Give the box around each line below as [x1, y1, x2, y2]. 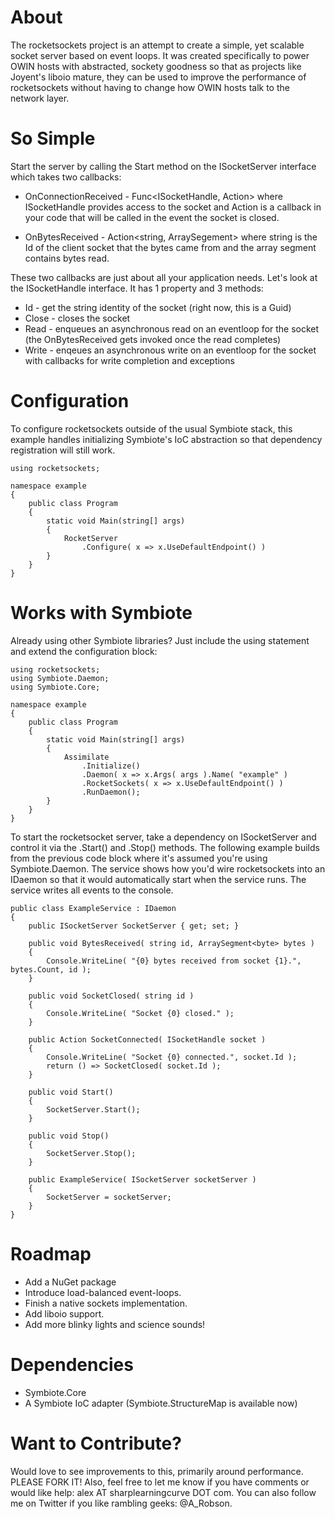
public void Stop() [28, 1131, 110, 1141]
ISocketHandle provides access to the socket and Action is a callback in [24, 201, 322, 213]
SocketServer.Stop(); [46, 1148, 137, 1158]
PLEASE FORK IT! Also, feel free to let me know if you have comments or [10, 1476, 310, 1488]
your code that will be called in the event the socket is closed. [24, 211, 280, 223]
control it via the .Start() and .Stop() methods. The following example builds [10, 841, 320, 853]
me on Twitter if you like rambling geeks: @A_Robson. [10, 1497, 233, 1509]
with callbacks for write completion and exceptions [24, 354, 235, 366]
